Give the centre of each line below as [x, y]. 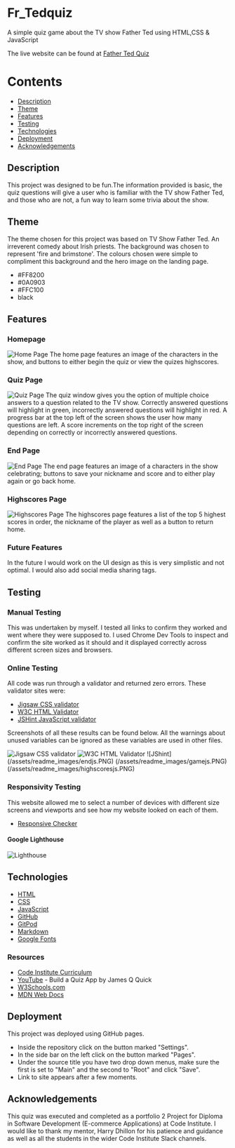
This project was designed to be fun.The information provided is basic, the [115, 185]
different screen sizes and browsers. [60, 650]
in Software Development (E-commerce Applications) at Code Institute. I [112, 1123]
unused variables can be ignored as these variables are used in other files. [115, 740]
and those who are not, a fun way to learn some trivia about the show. [108, 200]
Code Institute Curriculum [55, 972]
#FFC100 [31, 290]
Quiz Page [25, 380]
